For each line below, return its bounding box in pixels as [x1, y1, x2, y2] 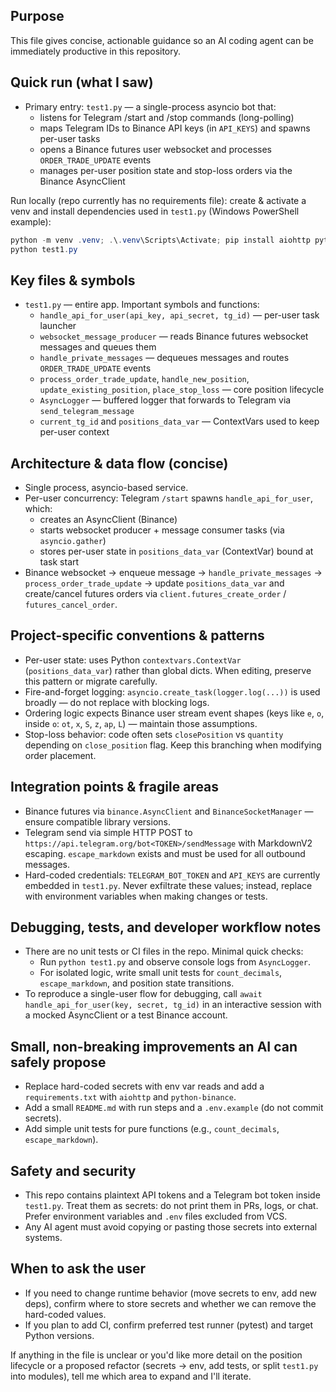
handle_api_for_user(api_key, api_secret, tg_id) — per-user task [39, 309, 320, 321]
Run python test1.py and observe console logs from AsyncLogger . [39, 956, 312, 968]
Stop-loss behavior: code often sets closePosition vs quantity [24, 728, 284, 740]
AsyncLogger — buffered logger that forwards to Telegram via [39, 394, 292, 406]
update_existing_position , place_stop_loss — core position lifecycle [39, 384, 325, 396]
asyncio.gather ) [39, 535, 107, 546]
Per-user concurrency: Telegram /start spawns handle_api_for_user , [24, 492, 314, 504]
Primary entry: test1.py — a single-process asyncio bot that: [24, 100, 277, 113]
